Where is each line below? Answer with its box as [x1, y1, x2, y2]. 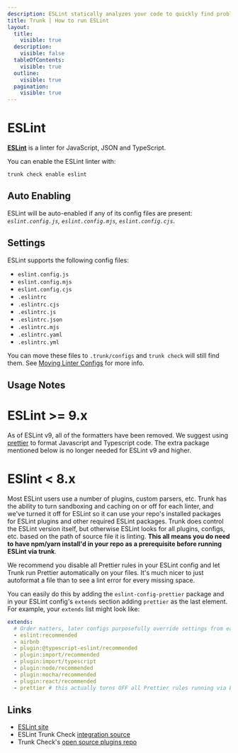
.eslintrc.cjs [17, 301, 59, 308]
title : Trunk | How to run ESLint [7, 17, 110, 24]
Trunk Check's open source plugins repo [17, 738, 137, 747]
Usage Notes [7, 379, 66, 391]
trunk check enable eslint [7, 171, 87, 178]
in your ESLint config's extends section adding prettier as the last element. [7, 597, 228, 606]
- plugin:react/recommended [13, 678, 97, 685]
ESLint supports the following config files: [7, 256, 129, 264]
